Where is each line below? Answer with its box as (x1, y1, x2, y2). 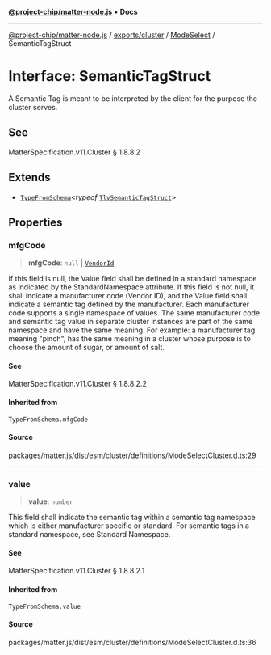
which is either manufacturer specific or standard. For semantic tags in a (8, 521, 250, 530)
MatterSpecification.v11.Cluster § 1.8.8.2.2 (8, 379, 147, 389)
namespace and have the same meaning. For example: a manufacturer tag (8, 325, 256, 335)
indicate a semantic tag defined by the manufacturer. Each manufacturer (8, 299, 250, 310)
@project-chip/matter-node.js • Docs (8, 7, 139, 16)
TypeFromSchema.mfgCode (8, 416, 89, 424)
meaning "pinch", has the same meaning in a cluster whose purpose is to (8, 334, 252, 344)
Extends (8, 171, 51, 184)
